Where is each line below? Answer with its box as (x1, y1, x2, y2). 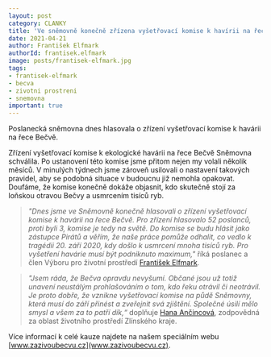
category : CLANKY (8, 19, 67, 27)
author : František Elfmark (8, 42, 99, 50)
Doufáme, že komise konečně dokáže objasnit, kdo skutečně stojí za (8, 182, 236, 192)
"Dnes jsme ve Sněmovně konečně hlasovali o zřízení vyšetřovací (27, 206, 248, 216)
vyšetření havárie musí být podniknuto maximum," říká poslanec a (27, 249, 248, 259)
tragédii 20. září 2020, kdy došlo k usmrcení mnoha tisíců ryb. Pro (27, 241, 248, 251)
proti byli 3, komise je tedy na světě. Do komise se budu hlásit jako (27, 223, 250, 234)
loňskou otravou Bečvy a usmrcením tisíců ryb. (8, 191, 165, 201)
